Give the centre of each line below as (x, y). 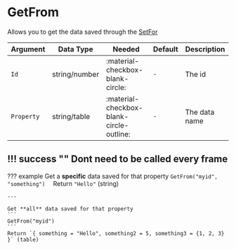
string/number (76, 74)
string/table (71, 116)
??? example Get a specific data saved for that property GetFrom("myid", (112, 176)
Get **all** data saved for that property (70, 208)
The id (195, 74)
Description (205, 49)
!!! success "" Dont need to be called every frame (118, 159)
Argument (28, 49)
